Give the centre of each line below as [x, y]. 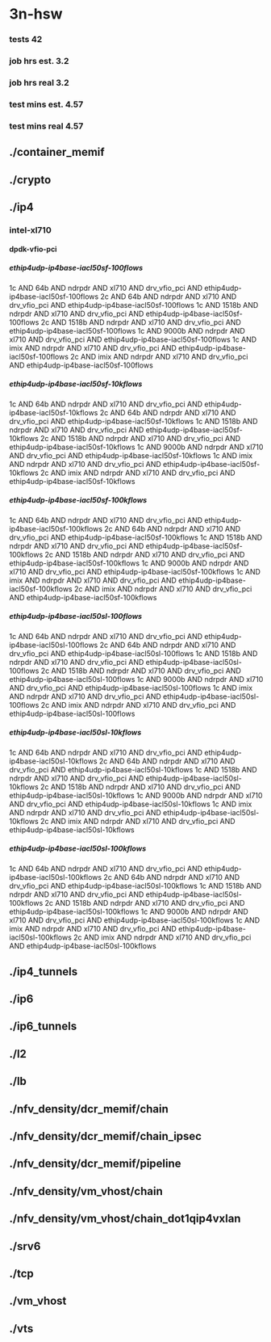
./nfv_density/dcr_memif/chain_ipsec [106, 1136]
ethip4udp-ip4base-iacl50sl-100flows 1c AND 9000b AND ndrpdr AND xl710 [136, 679]
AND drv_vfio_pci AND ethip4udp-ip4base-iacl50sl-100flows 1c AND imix [131, 688]
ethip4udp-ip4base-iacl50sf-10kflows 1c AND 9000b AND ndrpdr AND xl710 [136, 447]
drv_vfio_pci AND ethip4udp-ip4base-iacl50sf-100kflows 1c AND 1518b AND [136, 537]
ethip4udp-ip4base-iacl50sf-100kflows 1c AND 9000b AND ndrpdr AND [129, 563]
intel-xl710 [30, 229]
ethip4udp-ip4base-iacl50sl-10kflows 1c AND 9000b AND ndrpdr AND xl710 [136, 796]
